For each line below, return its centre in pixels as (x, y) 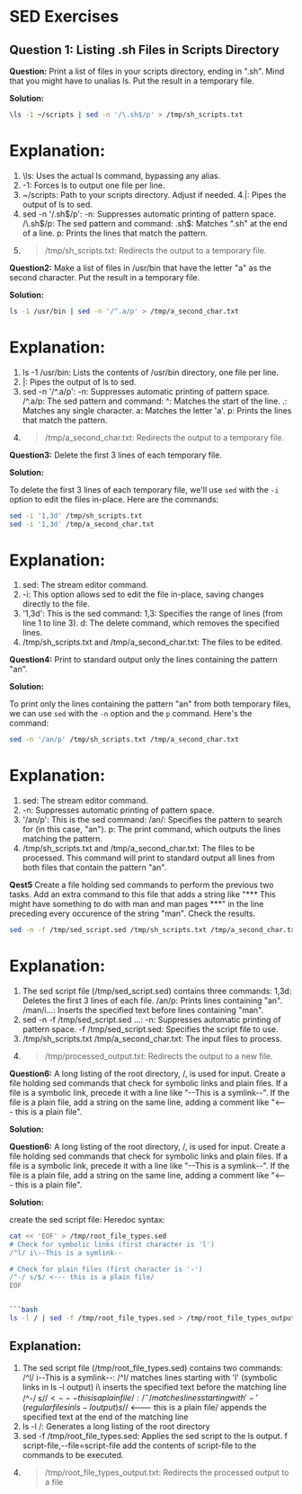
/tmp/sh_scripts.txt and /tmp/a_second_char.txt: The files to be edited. (152, 642)
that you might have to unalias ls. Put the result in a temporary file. (132, 81)
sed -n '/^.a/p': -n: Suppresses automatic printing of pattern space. (146, 391)
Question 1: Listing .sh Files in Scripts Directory (145, 50)
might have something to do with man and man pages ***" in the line (137, 904)
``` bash (24, 1310)
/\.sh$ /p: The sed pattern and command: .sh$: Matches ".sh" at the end (155, 223)
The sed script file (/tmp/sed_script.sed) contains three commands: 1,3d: (157, 991)
